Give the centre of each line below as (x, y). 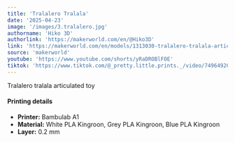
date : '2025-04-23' (36, 20)
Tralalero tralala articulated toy (51, 85)
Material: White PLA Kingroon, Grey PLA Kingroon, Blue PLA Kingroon (119, 124)
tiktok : (19, 66)
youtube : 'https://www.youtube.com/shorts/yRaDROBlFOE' (90, 59)
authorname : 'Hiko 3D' (40, 33)
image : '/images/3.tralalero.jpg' (58, 27)
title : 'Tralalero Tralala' (48, 14)
